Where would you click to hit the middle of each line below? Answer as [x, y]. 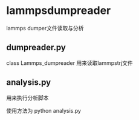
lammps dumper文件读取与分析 [45, 28]
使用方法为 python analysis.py [44, 110]
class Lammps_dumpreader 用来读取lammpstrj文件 [69, 63]
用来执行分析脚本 [27, 98]
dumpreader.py [36, 48]
